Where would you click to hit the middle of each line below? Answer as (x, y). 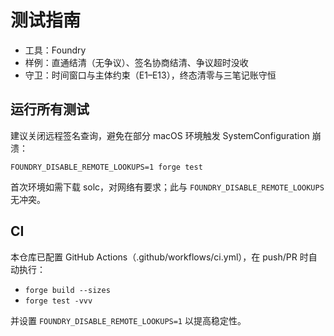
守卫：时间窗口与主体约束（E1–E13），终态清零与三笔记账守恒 (150, 75)
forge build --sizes (67, 290)
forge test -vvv (58, 301)
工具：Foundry (55, 50)
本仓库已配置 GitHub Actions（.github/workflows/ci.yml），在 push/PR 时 (159, 257)
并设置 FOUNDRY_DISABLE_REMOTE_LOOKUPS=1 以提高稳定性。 (128, 320)
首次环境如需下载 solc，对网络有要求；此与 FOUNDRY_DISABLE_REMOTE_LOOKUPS (167, 187)
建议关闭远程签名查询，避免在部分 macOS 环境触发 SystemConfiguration (160, 135)
